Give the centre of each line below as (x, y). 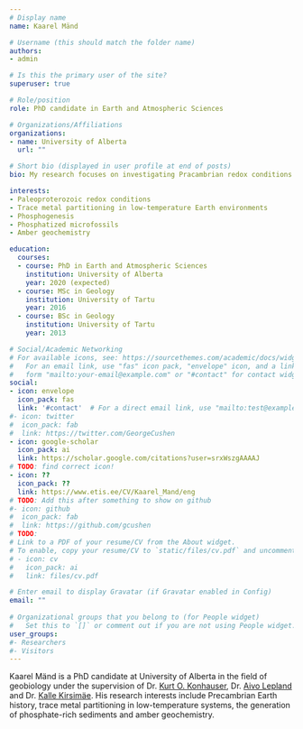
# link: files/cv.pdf (54, 576)
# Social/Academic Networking (66, 349)
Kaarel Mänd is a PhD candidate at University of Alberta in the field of (138, 677)
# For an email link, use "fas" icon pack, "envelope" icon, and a (143, 366)
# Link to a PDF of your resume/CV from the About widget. (123, 542)
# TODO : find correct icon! (62, 467)
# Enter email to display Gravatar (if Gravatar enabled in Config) (141, 592)
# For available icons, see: (64, 357)
